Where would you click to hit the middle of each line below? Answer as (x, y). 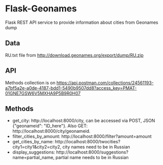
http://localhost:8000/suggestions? (92, 152)
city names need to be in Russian (96, 147)
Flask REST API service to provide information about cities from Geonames (82, 22)
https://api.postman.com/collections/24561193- (105, 83)
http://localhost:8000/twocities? (87, 142)
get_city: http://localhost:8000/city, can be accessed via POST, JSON (83, 121)
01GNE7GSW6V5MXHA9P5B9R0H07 (43, 93)
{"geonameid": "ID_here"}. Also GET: (50, 126)
